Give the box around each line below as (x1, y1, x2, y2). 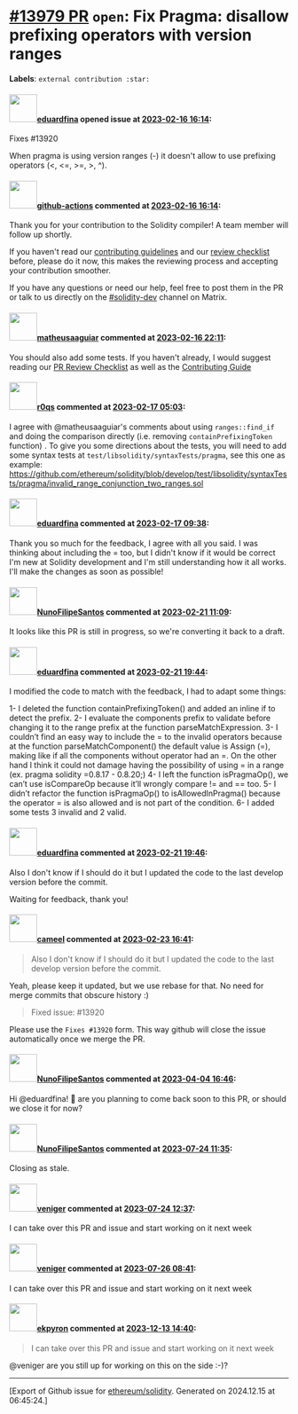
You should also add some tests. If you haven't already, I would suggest (9, 352, 271, 363)
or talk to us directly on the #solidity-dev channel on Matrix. (9, 292, 228, 302)
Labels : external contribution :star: (9, 73, 151, 83)
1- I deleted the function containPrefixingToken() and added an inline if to (9, 703, 277, 714)
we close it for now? (9, 1103, 82, 1113)
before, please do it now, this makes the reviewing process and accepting (9, 255, 278, 267)
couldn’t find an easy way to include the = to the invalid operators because (9, 732, 283, 742)
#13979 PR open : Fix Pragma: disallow (9, 6, 289, 27)
